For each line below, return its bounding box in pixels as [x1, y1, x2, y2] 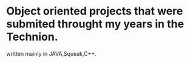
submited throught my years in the [6, 17, 184, 31]
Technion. [6, 30, 59, 44]
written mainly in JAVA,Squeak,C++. [6, 50, 97, 57]
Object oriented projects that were [6, 4, 183, 18]
